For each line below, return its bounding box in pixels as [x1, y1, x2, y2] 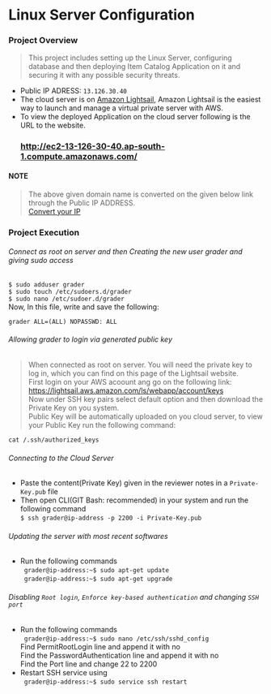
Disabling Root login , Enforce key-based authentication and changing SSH [8, 592, 260, 601]
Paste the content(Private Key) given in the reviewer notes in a [19, 478, 228, 488]
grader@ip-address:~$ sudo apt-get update [23, 567, 170, 575]
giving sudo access [8, 256, 74, 265]
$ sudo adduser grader [8, 280, 85, 289]
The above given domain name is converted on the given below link [28, 189, 254, 199]
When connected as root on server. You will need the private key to [28, 360, 252, 369]
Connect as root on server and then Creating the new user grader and [8, 247, 243, 256]
